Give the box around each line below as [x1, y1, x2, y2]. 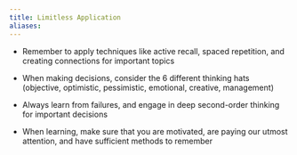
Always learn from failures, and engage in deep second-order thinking [21, 99, 280, 110]
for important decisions [21, 109, 108, 119]
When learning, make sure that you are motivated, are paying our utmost [21, 126, 288, 136]
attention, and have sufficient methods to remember [21, 135, 213, 146]
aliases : [9, 21, 42, 30]
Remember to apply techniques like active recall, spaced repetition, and [21, 45, 285, 56]
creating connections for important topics [21, 55, 175, 66]
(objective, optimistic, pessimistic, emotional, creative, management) [21, 82, 274, 93]
